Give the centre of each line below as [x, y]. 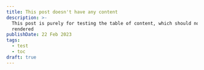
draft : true [21, 57]
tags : [13, 40]
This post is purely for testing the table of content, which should [101, 23]
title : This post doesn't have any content [62, 12]
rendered [23, 29]
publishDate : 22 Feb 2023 [39, 35]
